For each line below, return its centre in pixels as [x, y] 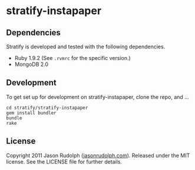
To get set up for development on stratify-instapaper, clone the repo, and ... [98, 97]
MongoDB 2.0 [32, 64]
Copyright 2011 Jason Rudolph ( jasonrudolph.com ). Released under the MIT [98, 155]
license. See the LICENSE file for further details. [64, 161]
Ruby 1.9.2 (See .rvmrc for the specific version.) [72, 58]
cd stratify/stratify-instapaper [47, 108]
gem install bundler [32, 113]
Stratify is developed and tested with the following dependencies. [86, 46]
